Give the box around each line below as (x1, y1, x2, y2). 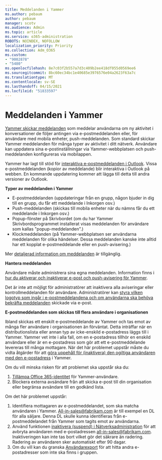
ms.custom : (5, 52, 27, 57)
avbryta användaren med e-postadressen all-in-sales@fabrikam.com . (12, 429, 152, 435)
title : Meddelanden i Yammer (5, 7, 64, 12)
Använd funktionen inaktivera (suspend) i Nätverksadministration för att (12, 424, 156, 429)
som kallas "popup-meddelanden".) (12, 226, 84, 232)
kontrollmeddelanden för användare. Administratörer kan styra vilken (5, 290, 143, 296)
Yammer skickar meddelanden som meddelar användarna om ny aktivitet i (5, 125, 154, 131)
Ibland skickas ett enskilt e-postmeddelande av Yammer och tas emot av (5, 319, 151, 325)
